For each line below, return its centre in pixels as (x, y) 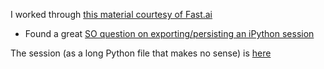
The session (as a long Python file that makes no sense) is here (141, 53)
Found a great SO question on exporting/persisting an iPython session (169, 33)
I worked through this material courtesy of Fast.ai (111, 14)
